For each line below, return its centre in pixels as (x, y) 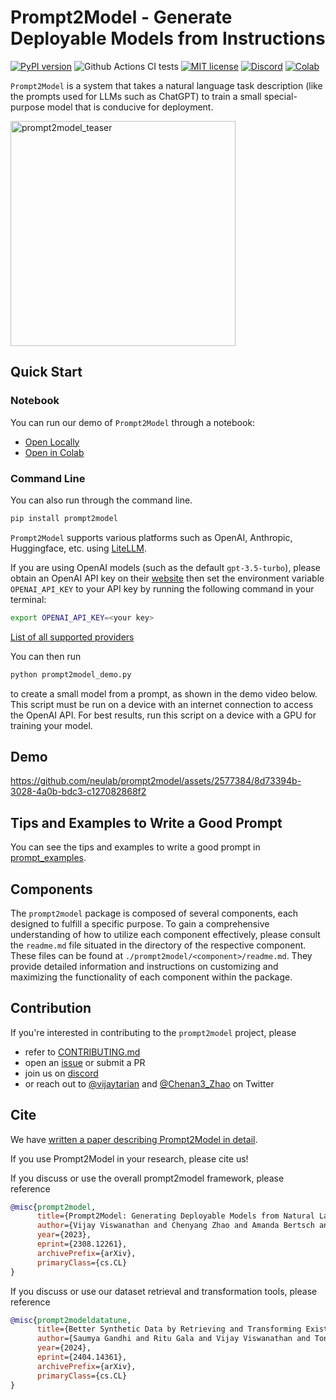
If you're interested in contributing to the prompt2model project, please (153, 1032)
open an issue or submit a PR (85, 1062)
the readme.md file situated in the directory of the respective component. (158, 945)
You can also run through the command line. (101, 500)
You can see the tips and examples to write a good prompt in (135, 847)
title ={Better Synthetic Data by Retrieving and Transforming (169, 1329)
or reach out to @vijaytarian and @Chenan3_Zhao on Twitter (149, 1083)
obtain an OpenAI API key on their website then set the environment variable (167, 578)
